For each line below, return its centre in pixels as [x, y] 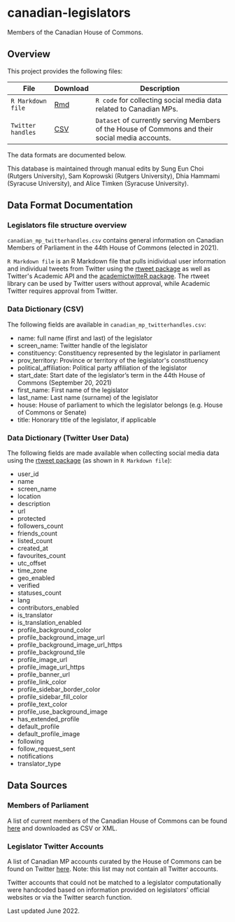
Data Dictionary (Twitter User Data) [68, 438]
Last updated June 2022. [44, 911]
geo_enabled [36, 578]
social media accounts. [133, 138]
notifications [35, 756]
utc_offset [32, 563]
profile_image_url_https [51, 667]
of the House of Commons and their [154, 129]
